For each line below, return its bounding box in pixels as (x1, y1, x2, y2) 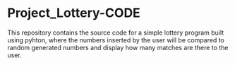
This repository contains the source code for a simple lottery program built (7, 28, 224, 37)
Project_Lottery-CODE (7, 5, 141, 21)
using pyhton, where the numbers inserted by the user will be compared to (7, 35, 224, 44)
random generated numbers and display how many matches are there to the (7, 43, 229, 52)
